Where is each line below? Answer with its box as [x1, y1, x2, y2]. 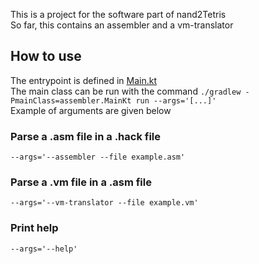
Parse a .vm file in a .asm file [10, 175, 152, 189]
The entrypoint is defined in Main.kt [10, 74, 157, 86]
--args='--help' [10, 244, 78, 254]
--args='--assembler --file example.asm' [10, 152, 186, 163]
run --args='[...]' [135, 95, 217, 106]
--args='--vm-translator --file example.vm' [10, 198, 199, 208]
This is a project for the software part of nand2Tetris [10, 9, 227, 20]
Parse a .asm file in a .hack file [10, 129, 162, 143]
